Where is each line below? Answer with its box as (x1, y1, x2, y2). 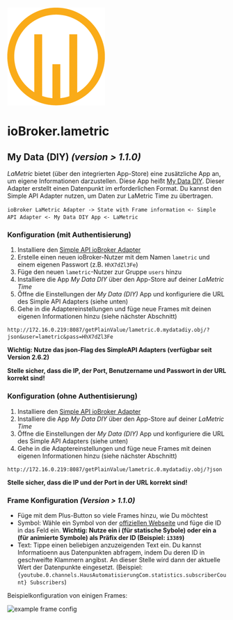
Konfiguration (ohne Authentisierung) (7, 391, 138, 401)
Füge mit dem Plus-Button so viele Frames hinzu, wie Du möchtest (17, 511, 209, 519)
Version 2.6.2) (7, 353, 50, 362)
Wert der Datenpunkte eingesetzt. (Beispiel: (17, 563, 143, 571)
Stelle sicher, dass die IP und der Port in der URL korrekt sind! (7, 478, 188, 486)
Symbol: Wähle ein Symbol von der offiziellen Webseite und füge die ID (17, 518, 221, 527)
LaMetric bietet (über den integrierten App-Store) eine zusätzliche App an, (7, 170, 221, 177)
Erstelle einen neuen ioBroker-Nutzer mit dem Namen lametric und (17, 253, 210, 262)
